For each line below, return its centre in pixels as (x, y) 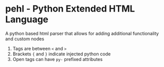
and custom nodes (25, 39)
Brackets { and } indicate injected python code (61, 54)
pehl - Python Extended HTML (70, 9)
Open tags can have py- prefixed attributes (58, 59)
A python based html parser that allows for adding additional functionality (82, 33)
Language (27, 19)
